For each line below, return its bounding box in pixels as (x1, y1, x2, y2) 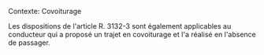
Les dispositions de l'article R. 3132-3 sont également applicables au (8, 22, 232, 30)
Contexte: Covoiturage (8, 7, 82, 15)
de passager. (8, 38, 51, 47)
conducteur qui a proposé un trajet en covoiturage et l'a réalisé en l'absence (8, 30, 256, 39)
